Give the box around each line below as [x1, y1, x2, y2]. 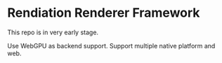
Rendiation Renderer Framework [7, 5, 200, 21]
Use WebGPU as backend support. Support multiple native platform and [7, 41, 216, 50]
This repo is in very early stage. [7, 28, 99, 36]
